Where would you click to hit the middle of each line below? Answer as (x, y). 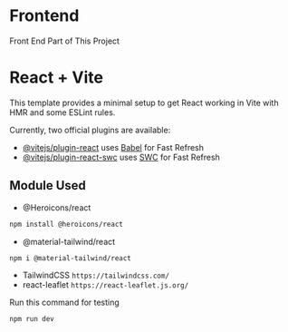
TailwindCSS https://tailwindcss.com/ (96, 275)
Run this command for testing (64, 303)
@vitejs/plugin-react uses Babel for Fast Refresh (113, 147)
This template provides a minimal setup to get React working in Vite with (144, 103)
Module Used (48, 186)
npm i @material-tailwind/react (70, 258)
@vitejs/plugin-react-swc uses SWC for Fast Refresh (121, 157)
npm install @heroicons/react (67, 224)
